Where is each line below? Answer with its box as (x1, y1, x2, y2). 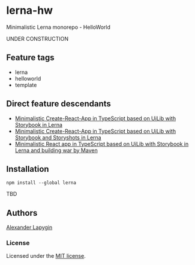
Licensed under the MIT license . (6, 252, 86, 260)
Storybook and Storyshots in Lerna (14, 133, 101, 141)
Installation (6, 163, 49, 174)
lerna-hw (6, 4, 53, 17)
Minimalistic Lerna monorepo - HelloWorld (6, 23, 111, 31)
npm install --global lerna (6, 180, 77, 186)
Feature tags (6, 52, 55, 63)
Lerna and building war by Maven (14, 147, 98, 154)
